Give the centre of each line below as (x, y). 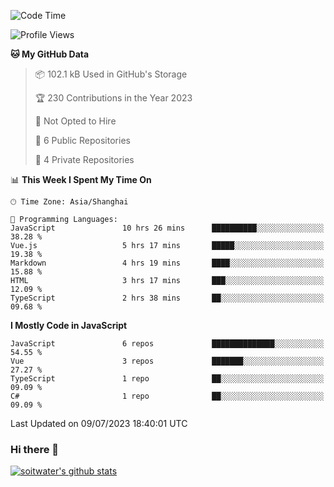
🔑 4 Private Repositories (84, 159)
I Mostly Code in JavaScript (69, 325)
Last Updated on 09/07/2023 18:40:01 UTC (99, 423)
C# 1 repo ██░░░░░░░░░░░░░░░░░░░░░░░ (167, 396)
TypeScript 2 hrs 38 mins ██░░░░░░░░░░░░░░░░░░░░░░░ (167, 298)
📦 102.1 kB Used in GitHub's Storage (111, 74)
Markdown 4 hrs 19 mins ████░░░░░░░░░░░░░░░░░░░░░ (167, 263)
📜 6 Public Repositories (82, 140)
